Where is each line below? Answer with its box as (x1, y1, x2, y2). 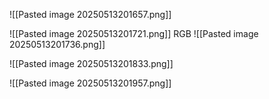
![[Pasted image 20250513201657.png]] (9, 9, 172, 20)
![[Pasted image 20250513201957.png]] (9, 77, 172, 89)
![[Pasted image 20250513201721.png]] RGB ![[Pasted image (9, 28, 259, 39)
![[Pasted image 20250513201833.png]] (9, 58, 174, 69)
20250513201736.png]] (9, 39, 106, 50)
